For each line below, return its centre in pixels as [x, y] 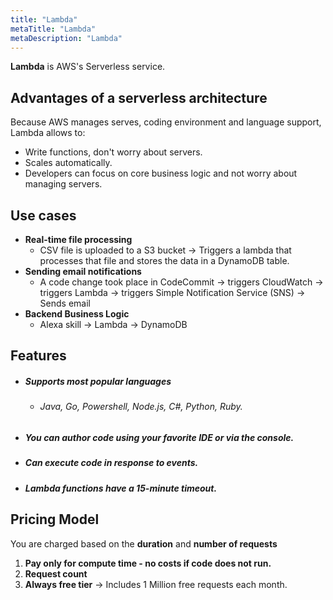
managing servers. [63, 184]
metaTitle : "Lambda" [53, 29]
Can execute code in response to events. [111, 463]
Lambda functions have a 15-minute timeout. [121, 488]
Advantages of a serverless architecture [139, 97]
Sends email [65, 303]
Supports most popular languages [98, 381]
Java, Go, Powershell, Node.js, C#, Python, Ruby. [141, 407]
